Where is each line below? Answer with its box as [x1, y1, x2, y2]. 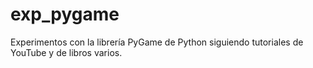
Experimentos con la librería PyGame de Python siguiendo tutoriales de [10, 36, 304, 48]
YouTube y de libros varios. [10, 46, 123, 58]
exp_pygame [10, 3, 120, 26]
